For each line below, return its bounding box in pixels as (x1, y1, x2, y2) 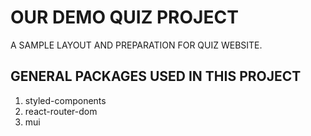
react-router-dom (24, 105, 98, 117)
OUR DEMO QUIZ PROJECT (10, 6, 239, 29)
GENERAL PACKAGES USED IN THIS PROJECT (10, 68, 302, 85)
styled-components (24, 94, 107, 106)
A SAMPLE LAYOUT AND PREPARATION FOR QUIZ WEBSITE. (10, 39, 263, 51)
